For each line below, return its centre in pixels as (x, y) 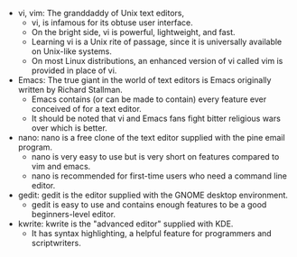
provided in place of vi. (74, 70)
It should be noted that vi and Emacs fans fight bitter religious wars (156, 118)
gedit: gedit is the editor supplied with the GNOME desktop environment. (153, 195)
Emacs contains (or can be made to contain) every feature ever (149, 99)
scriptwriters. (56, 243)
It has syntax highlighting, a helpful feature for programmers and (152, 233)
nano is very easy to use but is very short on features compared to (155, 156)
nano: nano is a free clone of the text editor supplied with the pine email (152, 138)
